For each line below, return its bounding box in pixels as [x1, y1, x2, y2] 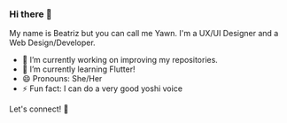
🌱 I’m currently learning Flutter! [21, 64, 136, 74]
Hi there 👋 [9, 8, 53, 20]
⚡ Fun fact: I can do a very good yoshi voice [21, 83, 183, 94]
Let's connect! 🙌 [9, 104, 69, 114]
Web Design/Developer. [9, 37, 96, 48]
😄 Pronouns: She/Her [21, 73, 103, 84]
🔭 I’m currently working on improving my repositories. [21, 55, 219, 65]
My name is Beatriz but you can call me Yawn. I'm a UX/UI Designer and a [9, 28, 279, 39]
